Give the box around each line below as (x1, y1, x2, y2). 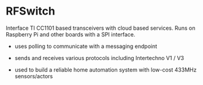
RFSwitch (6, 4, 56, 18)
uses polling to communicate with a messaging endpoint (14, 42, 158, 50)
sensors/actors (14, 72, 53, 80)
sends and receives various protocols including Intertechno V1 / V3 (14, 54, 185, 61)
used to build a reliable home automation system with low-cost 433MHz (14, 66, 197, 73)
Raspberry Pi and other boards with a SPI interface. (6, 30, 136, 38)
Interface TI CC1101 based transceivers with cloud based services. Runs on (6, 24, 196, 32)
